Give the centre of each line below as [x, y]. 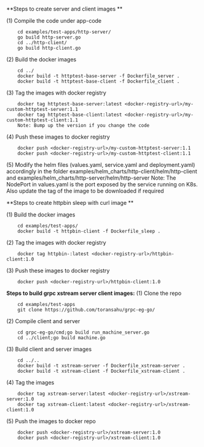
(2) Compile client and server [43, 321]
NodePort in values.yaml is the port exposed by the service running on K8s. [102, 184]
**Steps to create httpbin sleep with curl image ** [70, 203]
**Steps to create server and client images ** [65, 9]
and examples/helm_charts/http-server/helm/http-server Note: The [91, 178]
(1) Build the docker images [41, 215]
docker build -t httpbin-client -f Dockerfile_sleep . [89, 231]
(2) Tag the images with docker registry [56, 243]
